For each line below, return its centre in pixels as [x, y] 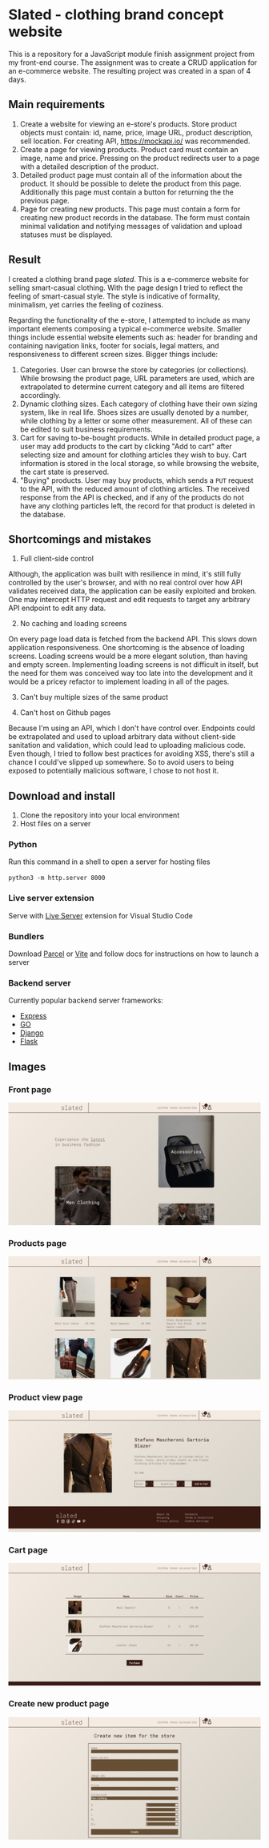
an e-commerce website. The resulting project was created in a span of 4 [129, 70]
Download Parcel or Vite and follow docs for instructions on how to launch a [133, 954]
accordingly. [40, 395]
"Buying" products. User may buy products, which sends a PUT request [137, 480]
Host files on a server [55, 824]
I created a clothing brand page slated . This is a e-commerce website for [128, 279]
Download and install [62, 795]
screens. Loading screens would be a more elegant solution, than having [128, 656]
